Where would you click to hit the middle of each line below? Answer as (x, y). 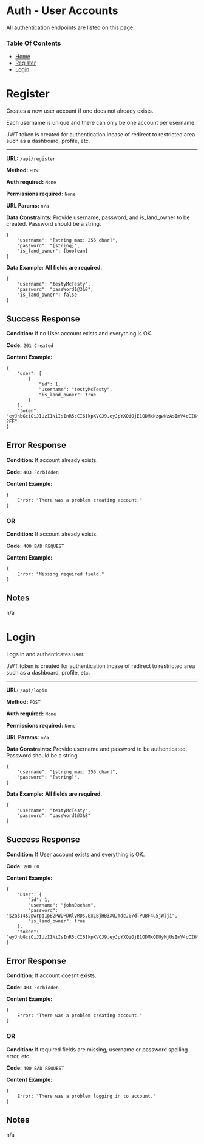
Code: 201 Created (30, 345)
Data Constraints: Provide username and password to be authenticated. (97, 749)
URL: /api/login (27, 690)
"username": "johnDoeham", (62, 905)
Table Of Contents (34, 43)
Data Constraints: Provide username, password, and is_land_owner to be (98, 217)
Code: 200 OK (23, 866)
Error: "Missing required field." (61, 574)
